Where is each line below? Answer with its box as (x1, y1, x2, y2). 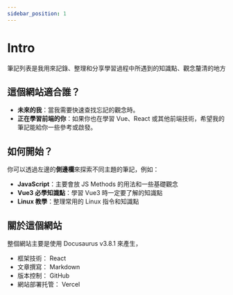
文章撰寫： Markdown (17, 263, 80, 271)
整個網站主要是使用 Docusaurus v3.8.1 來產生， (7, 239, 142, 247)
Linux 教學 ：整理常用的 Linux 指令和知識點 (17, 197, 139, 205)
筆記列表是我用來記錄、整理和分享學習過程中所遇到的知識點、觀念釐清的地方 (7, 64, 226, 72)
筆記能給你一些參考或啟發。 (17, 123, 97, 132)
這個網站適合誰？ (7, 86, 80, 98)
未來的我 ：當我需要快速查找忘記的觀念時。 (17, 106, 139, 115)
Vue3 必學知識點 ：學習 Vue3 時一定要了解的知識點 (17, 189, 163, 197)
